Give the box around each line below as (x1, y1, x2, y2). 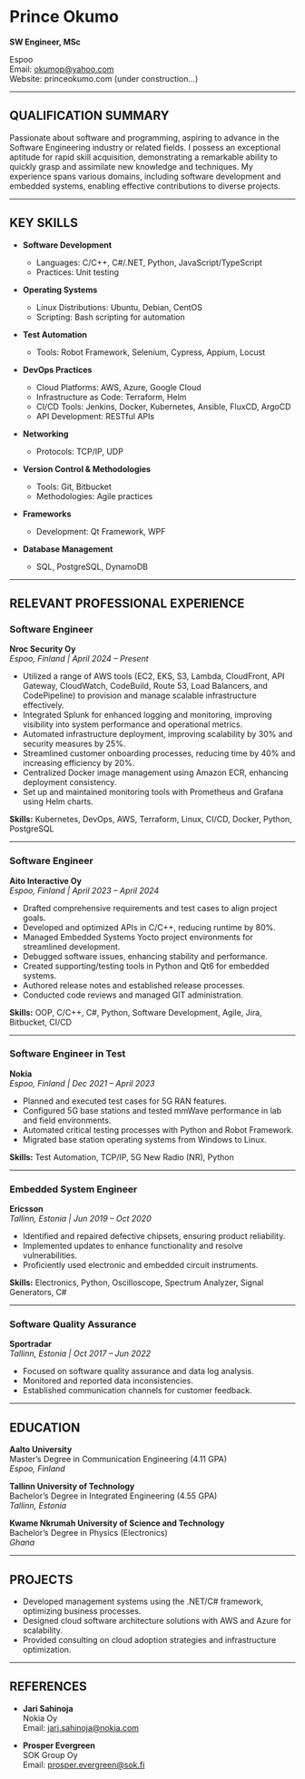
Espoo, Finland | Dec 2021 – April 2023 (9, 1077, 155, 1088)
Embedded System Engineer (9, 1183, 138, 1195)
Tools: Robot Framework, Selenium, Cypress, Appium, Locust (35, 347, 266, 358)
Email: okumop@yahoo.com (9, 64, 114, 74)
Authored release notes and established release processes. (22, 979, 245, 990)
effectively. (22, 700, 64, 711)
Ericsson (9, 1204, 44, 1214)
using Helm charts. (22, 796, 93, 807)
